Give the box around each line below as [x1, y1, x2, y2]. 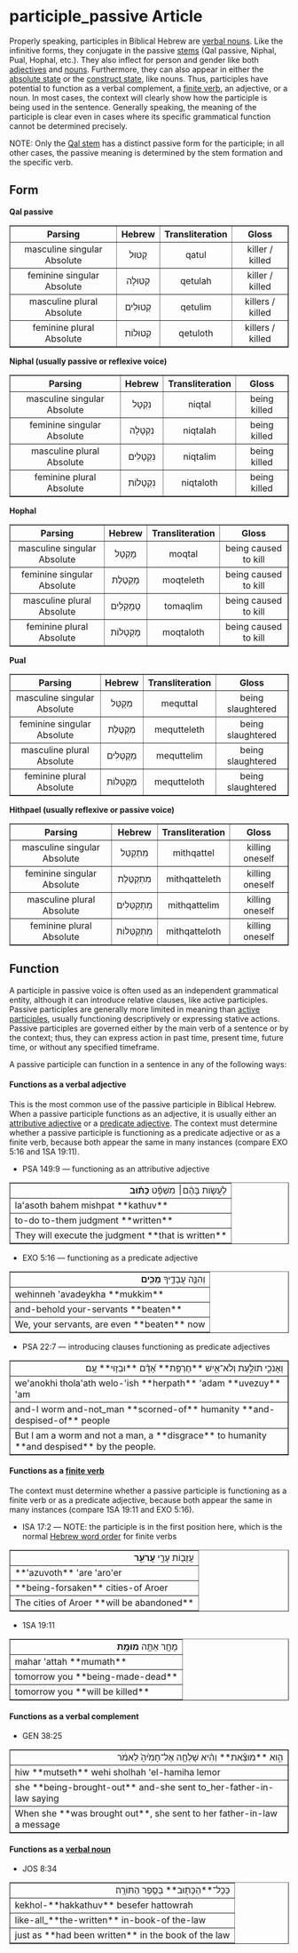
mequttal [161, 696, 199, 709]
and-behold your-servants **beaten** [14, 1303, 183, 1315]
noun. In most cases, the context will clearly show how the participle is [9, 92, 268, 103]
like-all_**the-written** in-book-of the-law [14, 1914, 207, 1926]
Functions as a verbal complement [9, 1710, 139, 1722]
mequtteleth [153, 723, 206, 735]
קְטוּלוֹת [124, 326, 153, 339]
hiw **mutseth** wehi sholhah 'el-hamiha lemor [14, 1766, 221, 1779]
